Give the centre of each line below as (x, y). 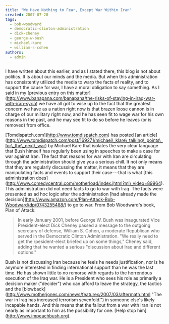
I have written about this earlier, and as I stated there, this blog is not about (83, 71)
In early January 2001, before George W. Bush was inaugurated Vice (89, 220)
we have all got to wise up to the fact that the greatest (95, 104)
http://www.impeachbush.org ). (39, 316)
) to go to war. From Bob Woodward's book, (110, 205)
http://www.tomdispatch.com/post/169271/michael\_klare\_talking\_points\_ (85, 140)
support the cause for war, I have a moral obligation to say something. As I (82, 88)
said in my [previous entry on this (40, 93)
